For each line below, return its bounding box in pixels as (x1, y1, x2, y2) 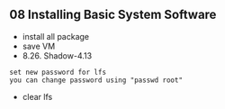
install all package (22, 31, 90, 41)
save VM (22, 41, 56, 51)
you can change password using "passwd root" (9, 76, 183, 85)
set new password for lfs (9, 68, 106, 77)
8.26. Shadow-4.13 (22, 50, 93, 61)
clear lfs (22, 91, 53, 102)
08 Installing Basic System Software (9, 7, 217, 23)
